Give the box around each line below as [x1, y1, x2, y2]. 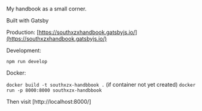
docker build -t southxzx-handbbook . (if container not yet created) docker [6, 81, 196, 88]
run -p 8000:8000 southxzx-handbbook [6, 87, 102, 93]
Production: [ [6, 29, 39, 36]
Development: [6, 47, 41, 54]
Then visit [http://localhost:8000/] [6, 98, 91, 105]
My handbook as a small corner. [6, 5, 87, 12]
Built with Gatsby [6, 17, 49, 24]
